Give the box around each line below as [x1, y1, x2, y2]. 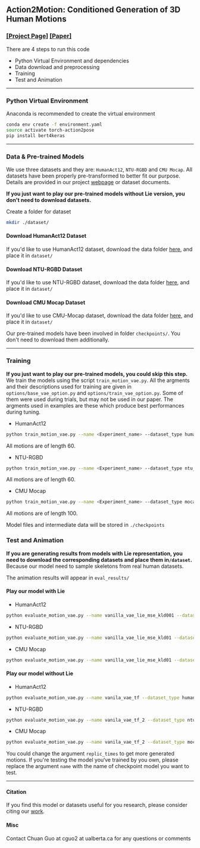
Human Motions [6, 14, 67, 24]
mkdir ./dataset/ [6, 219, 49, 225]
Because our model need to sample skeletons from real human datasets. [6, 563, 184, 570]
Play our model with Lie [6, 588, 65, 595]
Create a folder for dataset [6, 208, 71, 215]
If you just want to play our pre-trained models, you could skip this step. [6, 370, 188, 377]
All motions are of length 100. [6, 510, 78, 517]
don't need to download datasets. [6, 196, 92, 203]
